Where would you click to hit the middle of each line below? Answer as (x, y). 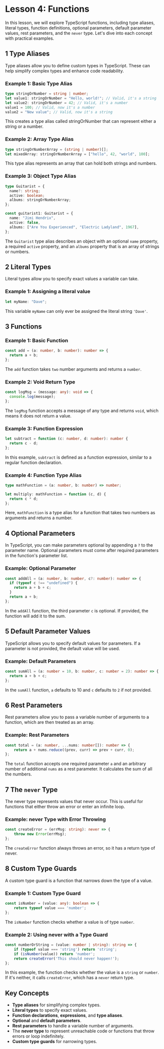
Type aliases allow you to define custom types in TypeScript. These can (78, 65)
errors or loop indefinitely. (38, 1036)
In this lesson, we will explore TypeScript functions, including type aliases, (80, 23)
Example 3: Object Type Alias (41, 176)
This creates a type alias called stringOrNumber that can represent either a (81, 121)
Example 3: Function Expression (44, 428)
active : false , (25, 222)
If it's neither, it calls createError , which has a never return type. (70, 978)
